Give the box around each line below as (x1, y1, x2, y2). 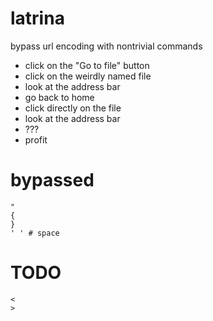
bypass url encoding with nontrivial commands (10, 40, 203, 52)
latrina (10, 7, 65, 30)
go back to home (24, 91, 95, 103)
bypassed (10, 169, 95, 192)
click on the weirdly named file (24, 70, 152, 82)
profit (24, 133, 48, 146)
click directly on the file (24, 102, 122, 114)
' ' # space (10, 228, 60, 238)
